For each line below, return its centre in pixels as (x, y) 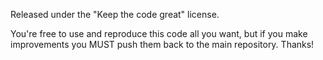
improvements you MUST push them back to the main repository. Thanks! (162, 44)
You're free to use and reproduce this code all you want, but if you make (159, 33)
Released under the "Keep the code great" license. (115, 14)
